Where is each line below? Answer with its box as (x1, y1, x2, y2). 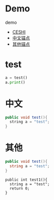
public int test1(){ (5, 177, 48, 182)
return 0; (9, 186, 30, 191)
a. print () (5, 80, 26, 85)
